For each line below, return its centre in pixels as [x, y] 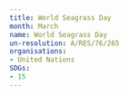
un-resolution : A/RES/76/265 [64, 43]
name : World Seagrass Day [58, 34]
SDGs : [20, 69]
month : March [34, 26]
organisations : [38, 52]
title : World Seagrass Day [60, 18]
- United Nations [42, 60]
